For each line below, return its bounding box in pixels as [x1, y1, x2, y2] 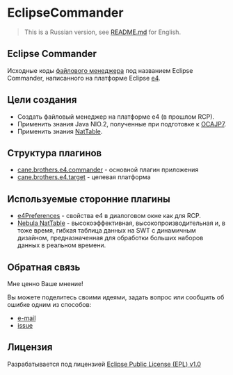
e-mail [17, 314, 36, 322]
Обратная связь [7, 261, 81, 273]
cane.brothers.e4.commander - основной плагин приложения [17, 165, 199, 174]
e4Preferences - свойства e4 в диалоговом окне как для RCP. [17, 212, 202, 220]
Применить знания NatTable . [17, 127, 103, 135]
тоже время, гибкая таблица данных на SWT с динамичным [17, 226, 196, 235]
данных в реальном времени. [17, 241, 106, 249]
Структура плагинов [7, 147, 102, 159]
